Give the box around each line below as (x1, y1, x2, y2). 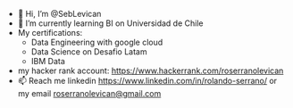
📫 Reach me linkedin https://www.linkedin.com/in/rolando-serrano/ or (17, 76, 278, 86)
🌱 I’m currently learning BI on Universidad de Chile (17, 18, 204, 29)
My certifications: (17, 28, 83, 37)
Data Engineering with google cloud (30, 37, 163, 47)
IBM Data (30, 56, 65, 66)
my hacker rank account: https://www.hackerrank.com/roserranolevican (17, 65, 284, 76)
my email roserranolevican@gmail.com (17, 88, 162, 98)
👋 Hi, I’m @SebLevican (17, 9, 102, 19)
